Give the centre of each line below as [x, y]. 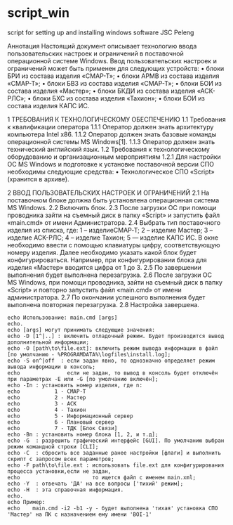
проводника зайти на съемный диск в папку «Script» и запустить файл [113, 215]
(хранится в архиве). [38, 179]
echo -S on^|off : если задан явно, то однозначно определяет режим [111, 361]
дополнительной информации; [48, 342]
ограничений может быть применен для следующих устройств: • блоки [116, 68]
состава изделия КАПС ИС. [48, 105]
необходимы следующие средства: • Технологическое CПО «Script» [111, 171]
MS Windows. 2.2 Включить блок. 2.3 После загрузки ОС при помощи [112, 207]
